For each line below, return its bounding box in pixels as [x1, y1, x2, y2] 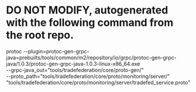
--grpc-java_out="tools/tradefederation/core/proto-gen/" [6, 66, 145, 73]
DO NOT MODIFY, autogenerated [6, 4, 169, 17]
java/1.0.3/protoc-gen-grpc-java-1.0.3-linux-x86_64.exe [6, 60, 140, 67]
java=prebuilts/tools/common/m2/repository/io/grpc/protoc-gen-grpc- [6, 54, 177, 61]
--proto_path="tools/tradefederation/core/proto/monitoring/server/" [6, 73, 170, 80]
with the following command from [6, 16, 174, 29]
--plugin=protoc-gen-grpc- [23, 47, 90, 54]
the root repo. [6, 29, 74, 42]
